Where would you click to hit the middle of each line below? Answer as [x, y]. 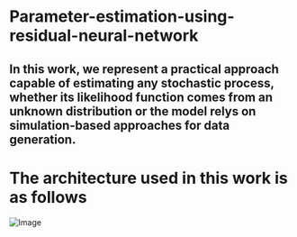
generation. [43, 139]
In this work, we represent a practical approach [144, 69]
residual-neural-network [104, 36]
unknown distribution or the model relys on [133, 111]
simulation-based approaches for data [120, 125]
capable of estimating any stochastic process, [142, 83]
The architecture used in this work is [148, 178]
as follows [48, 197]
